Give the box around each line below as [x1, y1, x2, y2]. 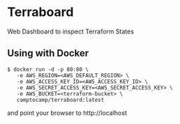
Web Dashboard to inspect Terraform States [7, 27, 135, 36]
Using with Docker [7, 47, 89, 59]
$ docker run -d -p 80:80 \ [7, 65, 89, 73]
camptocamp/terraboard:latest [16, 96, 105, 103]
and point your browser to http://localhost [7, 109, 127, 117]
